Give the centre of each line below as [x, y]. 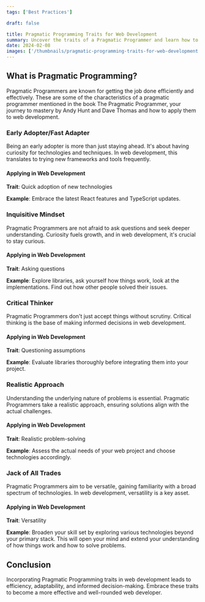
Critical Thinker [30, 303]
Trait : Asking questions [36, 269]
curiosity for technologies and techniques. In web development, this [92, 153]
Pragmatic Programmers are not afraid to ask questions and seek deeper [98, 228]
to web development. [33, 116]
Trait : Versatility [27, 520]
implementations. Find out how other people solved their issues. [87, 287]
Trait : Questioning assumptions [46, 351]
